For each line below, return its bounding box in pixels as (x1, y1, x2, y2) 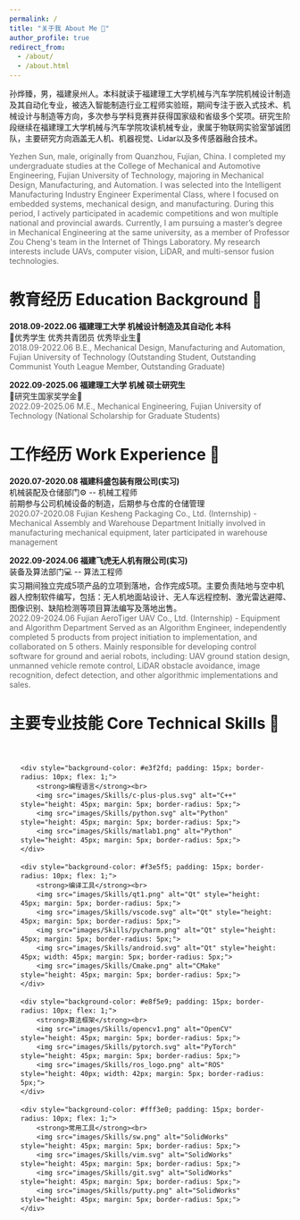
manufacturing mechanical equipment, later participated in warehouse (9, 527, 268, 538)
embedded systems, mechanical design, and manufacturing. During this (9, 199, 274, 209)
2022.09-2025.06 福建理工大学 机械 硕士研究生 (9, 379, 186, 390)
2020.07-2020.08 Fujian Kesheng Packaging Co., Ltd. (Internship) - (9, 508, 257, 519)
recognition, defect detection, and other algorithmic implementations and (9, 669, 279, 680)
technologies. (9, 256, 60, 266)
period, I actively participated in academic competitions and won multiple (9, 208, 279, 218)
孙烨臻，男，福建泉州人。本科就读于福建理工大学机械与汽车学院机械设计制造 (9, 89, 291, 98)
